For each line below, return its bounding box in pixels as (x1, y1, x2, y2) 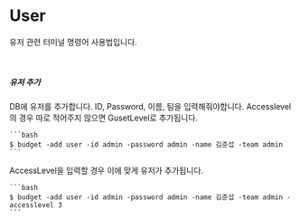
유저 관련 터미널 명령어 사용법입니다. (9, 36, 137, 47)
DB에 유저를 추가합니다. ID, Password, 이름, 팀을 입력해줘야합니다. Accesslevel (9, 100, 292, 111)
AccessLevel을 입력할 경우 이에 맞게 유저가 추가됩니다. (9, 165, 204, 176)
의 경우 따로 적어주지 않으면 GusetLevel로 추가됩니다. (9, 112, 199, 123)
